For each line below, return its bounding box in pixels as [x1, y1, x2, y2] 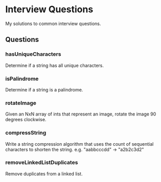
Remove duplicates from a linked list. [5, 170, 83, 177]
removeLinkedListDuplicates [5, 159, 78, 166]
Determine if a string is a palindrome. [5, 86, 83, 93]
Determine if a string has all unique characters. [5, 62, 104, 69]
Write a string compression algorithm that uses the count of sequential [5, 141, 154, 147]
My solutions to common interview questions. [5, 20, 101, 27]
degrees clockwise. [5, 117, 47, 123]
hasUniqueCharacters [5, 51, 61, 58]
